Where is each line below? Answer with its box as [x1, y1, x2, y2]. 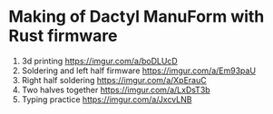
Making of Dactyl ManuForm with [8, 6, 265, 27]
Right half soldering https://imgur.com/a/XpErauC [21, 74, 207, 85]
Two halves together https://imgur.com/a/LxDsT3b [21, 84, 210, 95]
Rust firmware [8, 25, 118, 46]
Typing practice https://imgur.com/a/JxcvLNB [21, 93, 192, 105]
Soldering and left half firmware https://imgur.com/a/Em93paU [21, 65, 256, 76]
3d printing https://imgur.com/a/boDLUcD [21, 55, 178, 66]
